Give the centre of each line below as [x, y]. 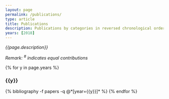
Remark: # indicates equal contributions [47, 57]
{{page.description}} [27, 47]
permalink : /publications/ [33, 14]
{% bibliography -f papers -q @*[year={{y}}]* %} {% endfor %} [71, 91]
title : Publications [27, 24]
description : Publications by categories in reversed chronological [78, 28]
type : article [20, 19]
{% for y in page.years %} [32, 67]
